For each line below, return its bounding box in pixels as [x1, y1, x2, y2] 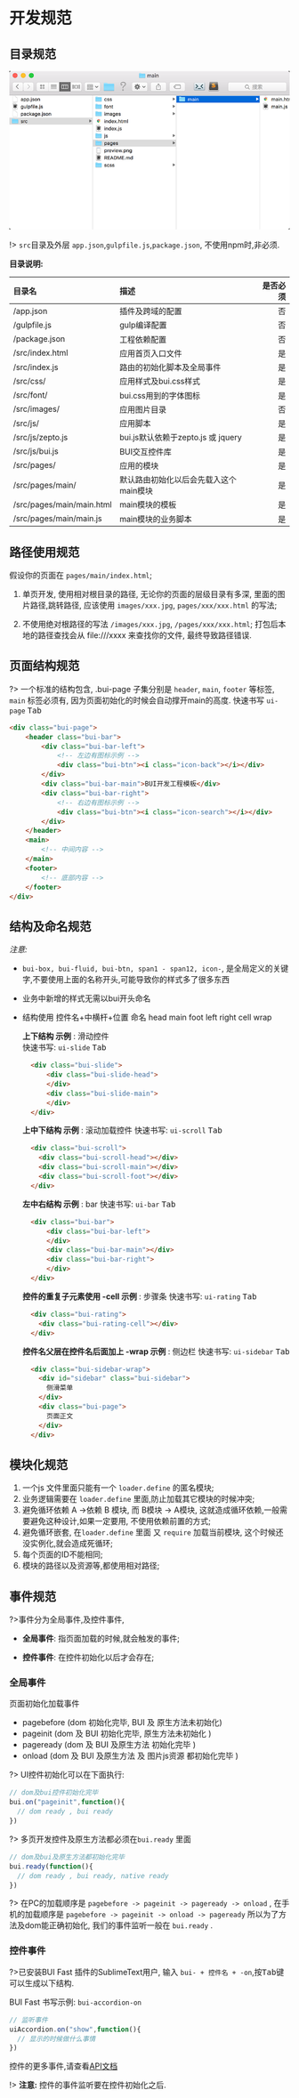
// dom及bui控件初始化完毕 [9, 1788, 99, 1797]
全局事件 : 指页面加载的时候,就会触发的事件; [21, 1634, 181, 1644]
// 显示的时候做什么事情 [17, 2034, 96, 2043]
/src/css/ [12, 375, 46, 386]
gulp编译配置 [119, 319, 167, 330]
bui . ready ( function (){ [9, 1861, 93, 1871]
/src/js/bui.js [12, 446, 60, 456]
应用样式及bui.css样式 [119, 375, 200, 387]
